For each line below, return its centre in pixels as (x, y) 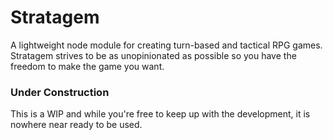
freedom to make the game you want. (87, 66)
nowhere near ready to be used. (76, 125)
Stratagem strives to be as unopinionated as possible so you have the (153, 55)
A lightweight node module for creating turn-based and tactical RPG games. (166, 45)
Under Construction (60, 92)
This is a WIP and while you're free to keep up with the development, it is (160, 114)
